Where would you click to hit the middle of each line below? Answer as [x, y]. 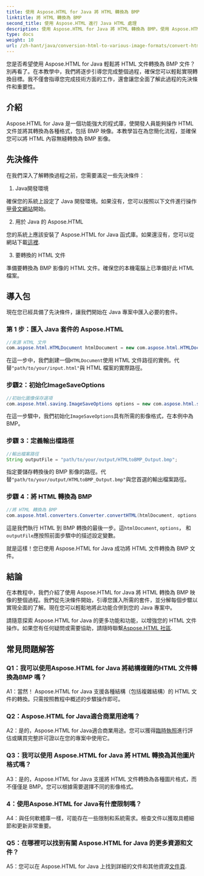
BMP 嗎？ [32, 677]
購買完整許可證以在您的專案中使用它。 [65, 738]
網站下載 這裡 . [23, 242]
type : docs [20, 35]
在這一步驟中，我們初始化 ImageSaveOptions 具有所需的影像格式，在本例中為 [100, 416]
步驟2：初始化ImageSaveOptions [56, 385]
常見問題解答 [30, 649]
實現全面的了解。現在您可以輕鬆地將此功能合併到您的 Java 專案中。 [91, 608]
